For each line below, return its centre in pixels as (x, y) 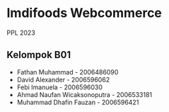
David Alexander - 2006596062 (63, 79)
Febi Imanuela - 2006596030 (60, 87)
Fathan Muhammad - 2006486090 (68, 72)
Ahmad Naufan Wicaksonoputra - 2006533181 (84, 94)
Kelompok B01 (39, 55)
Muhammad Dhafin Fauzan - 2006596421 (78, 102)
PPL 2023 (21, 33)
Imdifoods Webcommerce (84, 13)
